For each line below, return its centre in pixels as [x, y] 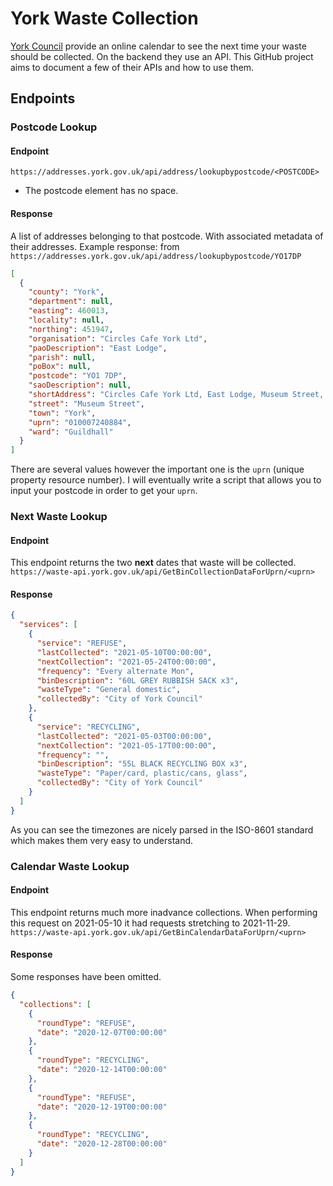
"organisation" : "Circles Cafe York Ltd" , [118, 338]
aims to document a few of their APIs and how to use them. [132, 67]
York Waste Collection [104, 18]
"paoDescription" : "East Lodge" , [98, 348]
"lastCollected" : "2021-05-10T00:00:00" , [124, 652]
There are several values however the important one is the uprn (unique [157, 469]
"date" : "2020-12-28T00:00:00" [102, 1144]
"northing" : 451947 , [71, 329]
